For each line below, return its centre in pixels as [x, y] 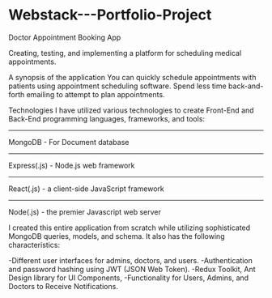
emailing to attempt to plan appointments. [96, 94]
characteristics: [34, 245]
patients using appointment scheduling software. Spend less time [117, 86]
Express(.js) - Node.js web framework [72, 165]
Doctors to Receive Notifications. [64, 286]
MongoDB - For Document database [69, 142]
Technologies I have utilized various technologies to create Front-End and [131, 110]
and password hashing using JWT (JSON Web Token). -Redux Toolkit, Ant [132, 269]
